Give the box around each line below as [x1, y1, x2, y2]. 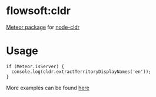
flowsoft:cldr [6, 4, 71, 18]
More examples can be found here [6, 84, 89, 91]
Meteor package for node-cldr [6, 24, 80, 31]
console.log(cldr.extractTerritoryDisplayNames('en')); [11, 69, 151, 75]
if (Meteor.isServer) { [6, 63, 65, 69]
